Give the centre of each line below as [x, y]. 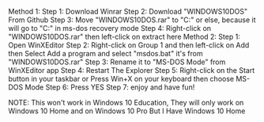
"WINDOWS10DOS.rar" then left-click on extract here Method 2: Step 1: [124, 36]
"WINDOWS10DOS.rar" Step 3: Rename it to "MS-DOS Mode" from [117, 62]
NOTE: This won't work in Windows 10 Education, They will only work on [126, 103]
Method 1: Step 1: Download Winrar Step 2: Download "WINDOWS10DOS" [128, 11]
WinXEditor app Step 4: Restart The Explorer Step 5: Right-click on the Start [132, 70]
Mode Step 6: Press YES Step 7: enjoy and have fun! [110, 87]
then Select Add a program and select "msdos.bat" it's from [106, 53]
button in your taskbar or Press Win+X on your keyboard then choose [121, 79]
